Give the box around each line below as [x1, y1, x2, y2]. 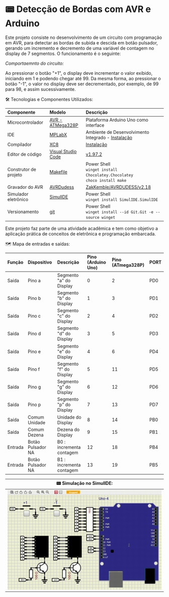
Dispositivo [27, 259, 52, 265]
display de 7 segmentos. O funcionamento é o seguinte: [5, 51, 121, 57]
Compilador [7, 141, 32, 147]
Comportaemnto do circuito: [5, 60, 64, 66]
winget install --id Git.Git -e [86, 210, 153, 215]
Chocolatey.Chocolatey [86, 172, 133, 178]
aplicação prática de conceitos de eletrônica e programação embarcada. [5, 230, 156, 237]
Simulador [7, 191, 29, 197]
